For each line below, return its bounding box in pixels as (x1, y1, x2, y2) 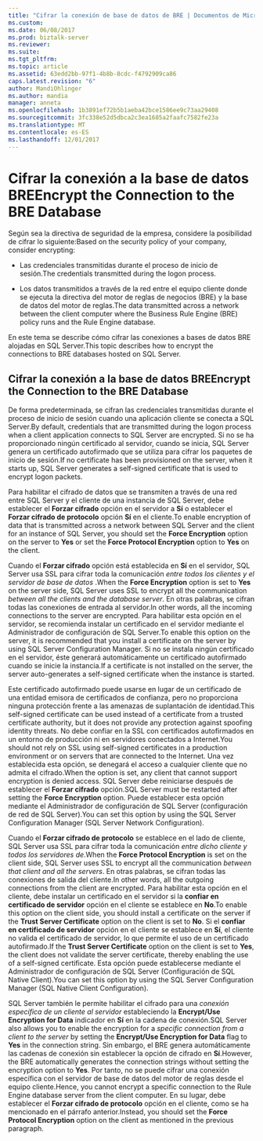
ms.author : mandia (8, 92, 68, 100)
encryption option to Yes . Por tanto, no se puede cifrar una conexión (8, 1066, 229, 1075)
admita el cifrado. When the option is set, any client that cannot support (8, 768, 237, 777)
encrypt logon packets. (8, 472, 83, 481)
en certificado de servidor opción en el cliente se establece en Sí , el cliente (8, 925, 254, 934)
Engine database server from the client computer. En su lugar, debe (8, 1091, 226, 1100)
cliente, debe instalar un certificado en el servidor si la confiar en (8, 892, 219, 901)
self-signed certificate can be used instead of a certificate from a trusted (8, 710, 243, 719)
